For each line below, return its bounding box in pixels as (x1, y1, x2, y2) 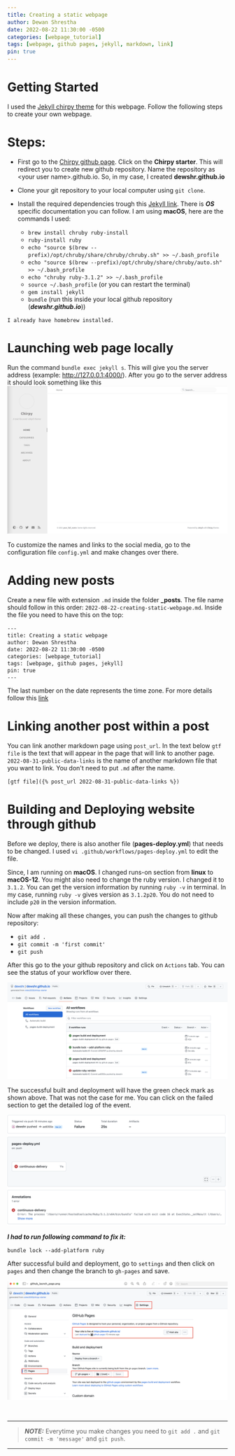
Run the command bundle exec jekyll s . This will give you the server (7, 363, 208, 371)
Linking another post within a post (7, 719, 210, 735)
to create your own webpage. (7, 109, 92, 118)
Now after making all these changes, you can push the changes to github (7, 911, 218, 920)
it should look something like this (7, 378, 102, 387)
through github (7, 817, 97, 833)
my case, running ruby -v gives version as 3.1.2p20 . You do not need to (7, 890, 215, 899)
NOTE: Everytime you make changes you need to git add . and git (24, 1427, 220, 1436)
